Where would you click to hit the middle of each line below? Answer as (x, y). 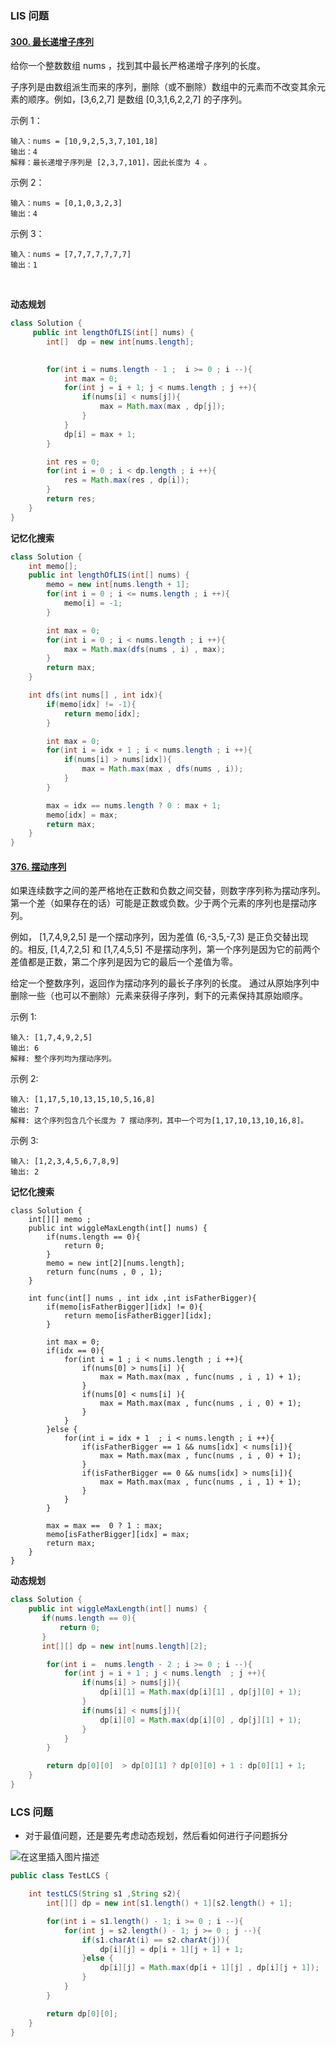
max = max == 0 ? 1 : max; (104, 1526)
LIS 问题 (30, 15)
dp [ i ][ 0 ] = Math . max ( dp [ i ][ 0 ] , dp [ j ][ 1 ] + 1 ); (200, 1720)
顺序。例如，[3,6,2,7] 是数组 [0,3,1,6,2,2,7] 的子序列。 (137, 99)
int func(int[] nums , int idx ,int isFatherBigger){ (142, 1298)
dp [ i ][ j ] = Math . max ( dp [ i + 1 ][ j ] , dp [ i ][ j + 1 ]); (209, 1968)
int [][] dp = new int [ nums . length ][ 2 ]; (124, 1646)
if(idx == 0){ (75, 1351)
